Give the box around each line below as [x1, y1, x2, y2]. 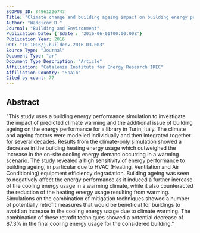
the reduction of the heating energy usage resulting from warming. [6, 188, 170, 196]
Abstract [6, 97, 40, 107]
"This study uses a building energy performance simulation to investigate [6, 112, 186, 119]
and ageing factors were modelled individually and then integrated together [6, 131, 192, 138]
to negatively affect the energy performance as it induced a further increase [6, 176, 193, 183]
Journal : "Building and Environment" [6, 25, 100, 32]
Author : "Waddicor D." [6, 20, 62, 26]
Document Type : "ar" [6, 53, 58, 59]
